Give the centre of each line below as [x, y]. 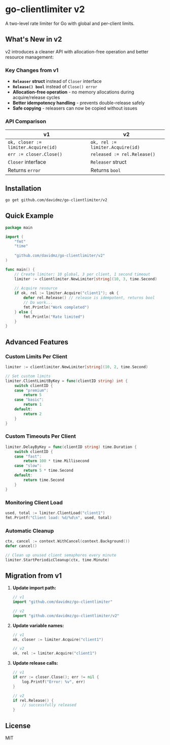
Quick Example [30, 216]
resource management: [30, 57]
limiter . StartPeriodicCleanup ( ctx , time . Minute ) [57, 560]
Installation [23, 188]
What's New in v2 [34, 39]
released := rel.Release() [123, 154]
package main [19, 228]
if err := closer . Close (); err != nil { [56, 677]
